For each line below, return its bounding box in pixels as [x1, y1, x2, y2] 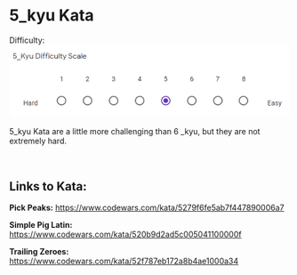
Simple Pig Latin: [9, 220, 73, 231]
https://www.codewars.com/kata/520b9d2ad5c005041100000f [9, 229, 242, 240]
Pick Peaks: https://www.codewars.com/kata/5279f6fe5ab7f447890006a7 [9, 202, 285, 214]
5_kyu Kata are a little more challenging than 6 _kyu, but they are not [9, 126, 261, 137]
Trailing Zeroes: [9, 247, 69, 257]
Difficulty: [9, 35, 45, 45]
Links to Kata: [9, 179, 87, 194]
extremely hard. [9, 135, 68, 147]
